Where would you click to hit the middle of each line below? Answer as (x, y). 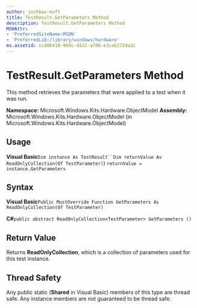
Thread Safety (34, 278)
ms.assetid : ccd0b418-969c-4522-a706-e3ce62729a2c (71, 46)
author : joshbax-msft (33, 12)
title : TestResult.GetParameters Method (58, 18)
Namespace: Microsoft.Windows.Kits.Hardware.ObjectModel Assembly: (97, 110)
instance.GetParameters (36, 169)
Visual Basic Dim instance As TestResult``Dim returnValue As (84, 156)
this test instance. (28, 259)
